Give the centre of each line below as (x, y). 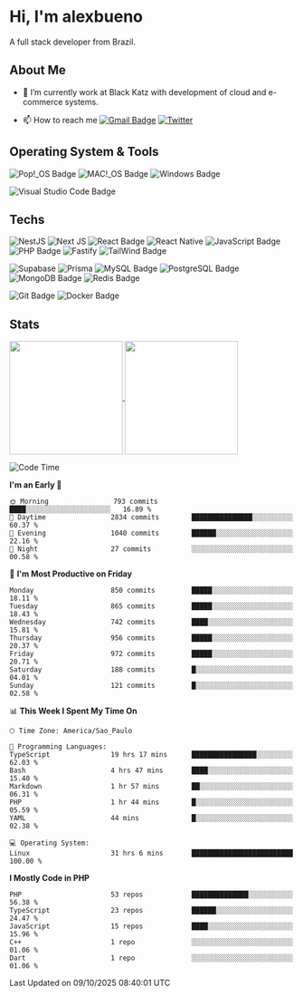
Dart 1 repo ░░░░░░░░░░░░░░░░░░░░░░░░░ (151, 958)
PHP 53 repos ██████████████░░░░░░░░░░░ (151, 895)
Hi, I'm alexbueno (76, 17)
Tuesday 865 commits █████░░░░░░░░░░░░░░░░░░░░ (151, 606)
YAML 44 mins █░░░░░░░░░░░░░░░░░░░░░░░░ (151, 818)
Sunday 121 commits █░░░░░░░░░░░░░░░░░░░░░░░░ (151, 686)
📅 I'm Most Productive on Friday (71, 574)
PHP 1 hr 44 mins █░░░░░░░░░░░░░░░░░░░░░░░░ (151, 803)
